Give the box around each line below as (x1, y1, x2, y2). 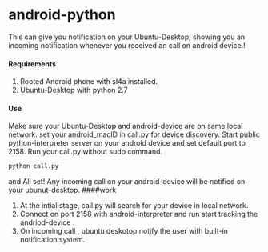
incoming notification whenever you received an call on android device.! (8, 40, 246, 50)
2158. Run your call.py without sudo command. (8, 146, 162, 157)
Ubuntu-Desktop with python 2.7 (19, 86, 128, 95)
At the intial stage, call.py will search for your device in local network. (19, 201, 249, 210)
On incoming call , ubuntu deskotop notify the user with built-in (19, 226, 228, 236)
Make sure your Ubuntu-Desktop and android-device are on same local (8, 122, 243, 131)
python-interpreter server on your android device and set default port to (8, 138, 246, 148)
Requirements (8, 58, 57, 69)
